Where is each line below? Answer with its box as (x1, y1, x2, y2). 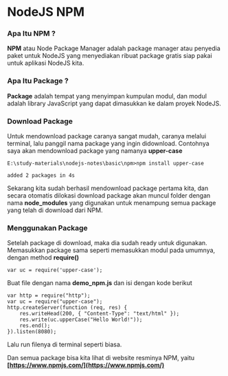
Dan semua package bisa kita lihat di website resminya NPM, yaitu (7, 354, 195, 362)
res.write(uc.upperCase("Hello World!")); (19, 316, 143, 324)
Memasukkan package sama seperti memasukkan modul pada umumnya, (7, 246, 216, 255)
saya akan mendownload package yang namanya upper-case (7, 147, 183, 155)
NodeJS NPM (7, 4, 84, 20)
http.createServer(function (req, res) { (7, 304, 128, 311)
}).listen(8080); (7, 328, 57, 335)
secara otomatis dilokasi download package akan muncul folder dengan (7, 191, 211, 200)
